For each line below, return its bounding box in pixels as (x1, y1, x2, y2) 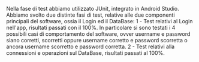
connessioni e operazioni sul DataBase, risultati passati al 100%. (6, 49, 165, 56)
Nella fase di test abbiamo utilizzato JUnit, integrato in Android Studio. (6, 5, 180, 12)
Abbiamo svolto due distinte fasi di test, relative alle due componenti (6, 11, 175, 18)
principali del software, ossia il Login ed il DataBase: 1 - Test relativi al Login (6, 18, 193, 24)
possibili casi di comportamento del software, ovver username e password (6, 30, 191, 38)
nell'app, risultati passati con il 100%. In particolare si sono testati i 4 (6, 24, 176, 31)
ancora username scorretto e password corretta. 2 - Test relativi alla (6, 43, 175, 50)
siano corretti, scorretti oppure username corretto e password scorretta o (6, 37, 188, 44)
